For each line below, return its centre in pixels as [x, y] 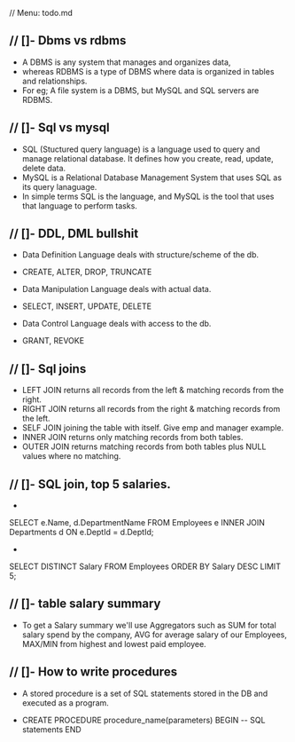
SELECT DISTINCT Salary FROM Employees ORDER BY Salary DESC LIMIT [145, 566]
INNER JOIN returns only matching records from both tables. [132, 438]
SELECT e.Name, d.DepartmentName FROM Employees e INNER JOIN [137, 523]
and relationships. [54, 81]
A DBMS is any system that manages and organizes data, [126, 62]
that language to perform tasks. [79, 205]
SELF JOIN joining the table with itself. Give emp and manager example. [153, 428]
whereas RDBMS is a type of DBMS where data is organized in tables [148, 71]
